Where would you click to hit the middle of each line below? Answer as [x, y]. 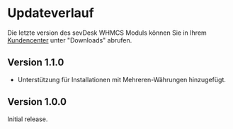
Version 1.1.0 [36, 63]
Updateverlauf [51, 13]
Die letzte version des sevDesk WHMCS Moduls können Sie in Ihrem [107, 33]
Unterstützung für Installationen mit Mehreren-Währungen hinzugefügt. [122, 79]
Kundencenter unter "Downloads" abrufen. [70, 40]
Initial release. [28, 119]
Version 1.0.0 [37, 102]
